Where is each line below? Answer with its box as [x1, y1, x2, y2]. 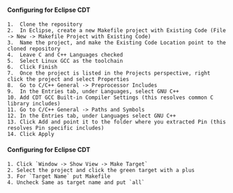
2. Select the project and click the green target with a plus [7, 167, 195, 174]
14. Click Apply [7, 131, 54, 138]
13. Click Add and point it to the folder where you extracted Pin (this [7, 118, 227, 125]
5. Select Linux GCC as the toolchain [7, 58, 123, 65]
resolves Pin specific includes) [7, 125, 105, 132]
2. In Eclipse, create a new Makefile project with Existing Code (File [7, 27, 227, 34]
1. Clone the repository [7, 21, 82, 28]
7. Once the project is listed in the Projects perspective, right [7, 70, 211, 77]
